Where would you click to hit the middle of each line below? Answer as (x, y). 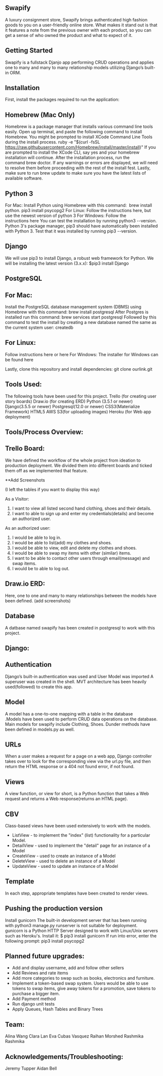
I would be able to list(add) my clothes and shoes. (62, 542)
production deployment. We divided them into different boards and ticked (79, 465)
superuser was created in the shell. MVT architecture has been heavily (76, 681)
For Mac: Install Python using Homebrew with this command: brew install (79, 205)
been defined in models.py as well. (40, 729)
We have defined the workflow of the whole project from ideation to (73, 460)
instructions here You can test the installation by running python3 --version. (81, 221)
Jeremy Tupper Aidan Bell (31, 1068)
